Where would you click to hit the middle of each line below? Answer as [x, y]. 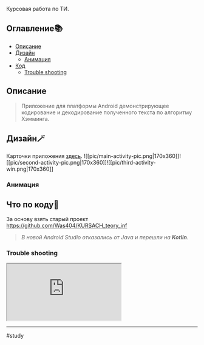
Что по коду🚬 [33, 204]
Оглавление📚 [35, 29]
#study [15, 336]
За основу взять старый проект [47, 219]
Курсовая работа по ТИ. [38, 9]
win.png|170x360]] [30, 169]
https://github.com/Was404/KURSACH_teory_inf [67, 226]
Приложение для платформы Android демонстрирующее [95, 106]
